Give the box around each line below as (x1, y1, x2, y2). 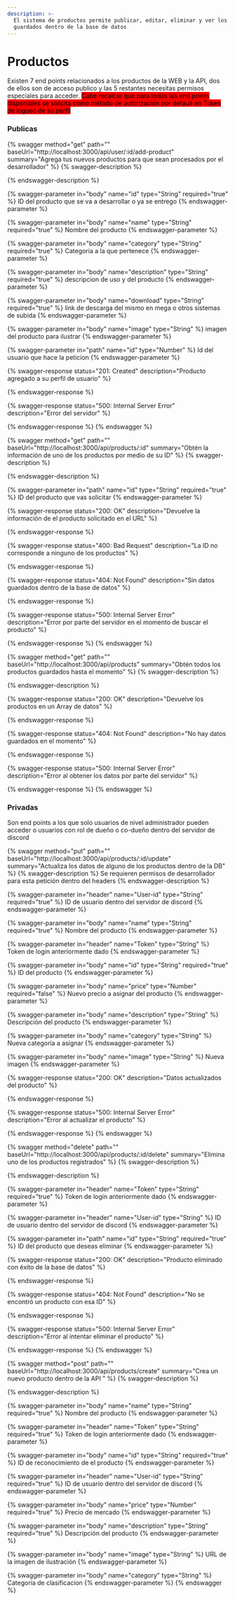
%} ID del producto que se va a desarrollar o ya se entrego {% (7, 197, 188, 206)
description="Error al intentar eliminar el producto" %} (7, 1332, 164, 1340)
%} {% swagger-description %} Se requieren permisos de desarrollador (7, 869, 215, 878)
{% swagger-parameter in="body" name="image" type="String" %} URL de (7, 1549, 227, 1558)
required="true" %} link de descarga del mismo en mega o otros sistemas (7, 303, 221, 312)
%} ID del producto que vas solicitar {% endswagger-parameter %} (7, 492, 203, 502)
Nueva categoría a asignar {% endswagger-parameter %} (7, 1039, 175, 1047)
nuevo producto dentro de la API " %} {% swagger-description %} (7, 1374, 199, 1383)
